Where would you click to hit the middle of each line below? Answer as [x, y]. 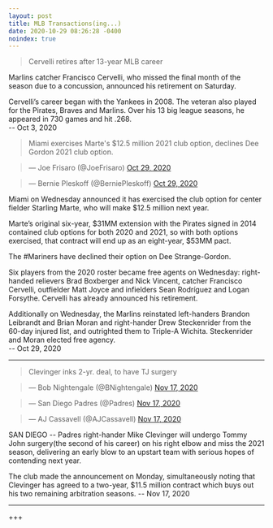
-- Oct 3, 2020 [33, 128]
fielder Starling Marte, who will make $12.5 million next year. [109, 208]
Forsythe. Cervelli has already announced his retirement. [103, 298]
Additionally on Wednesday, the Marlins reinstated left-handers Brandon [129, 314]
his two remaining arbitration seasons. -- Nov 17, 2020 [99, 494]
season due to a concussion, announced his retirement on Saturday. [123, 86]
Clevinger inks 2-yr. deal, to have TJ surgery [102, 372]
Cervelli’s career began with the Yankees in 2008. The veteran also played [133, 102]
